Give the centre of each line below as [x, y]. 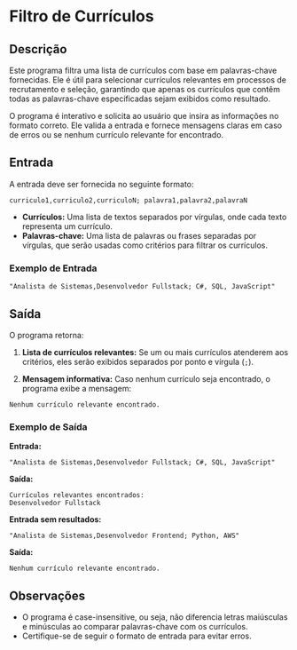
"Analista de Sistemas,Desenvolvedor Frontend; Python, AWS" [125, 536]
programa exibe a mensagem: [76, 388]
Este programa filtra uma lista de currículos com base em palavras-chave [143, 70]
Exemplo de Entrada [53, 268]
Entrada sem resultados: [55, 519]
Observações [47, 595]
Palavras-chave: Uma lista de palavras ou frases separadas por [139, 235]
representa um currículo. [67, 226]
